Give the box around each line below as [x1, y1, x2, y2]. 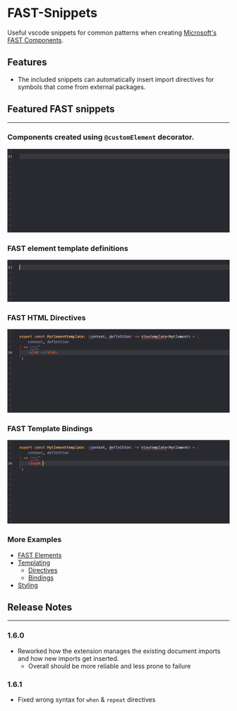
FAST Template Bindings [7, 423, 93, 433]
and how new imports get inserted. [17, 654, 119, 662]
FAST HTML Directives [7, 312, 86, 322]
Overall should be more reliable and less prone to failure [28, 662, 191, 670]
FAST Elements [17, 551, 62, 559]
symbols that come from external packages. [17, 83, 146, 91]
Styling [17, 581, 39, 589]
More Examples [7, 535, 62, 545]
